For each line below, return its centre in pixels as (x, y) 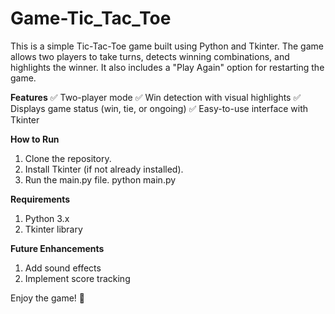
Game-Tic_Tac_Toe (91, 18)
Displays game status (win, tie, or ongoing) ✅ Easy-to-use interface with (159, 108)
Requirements (40, 199)
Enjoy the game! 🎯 (47, 298)
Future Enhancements (57, 248)
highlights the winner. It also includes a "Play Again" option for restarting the (167, 67)
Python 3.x (47, 218)
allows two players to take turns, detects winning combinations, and (150, 56)
